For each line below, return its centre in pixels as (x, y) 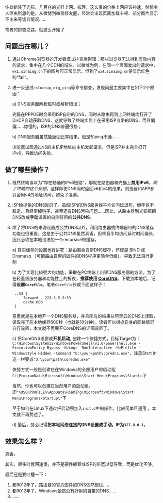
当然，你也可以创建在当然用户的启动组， (52, 386)
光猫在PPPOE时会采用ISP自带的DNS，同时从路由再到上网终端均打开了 (82, 114)
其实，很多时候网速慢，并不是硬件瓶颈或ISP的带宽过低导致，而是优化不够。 (81, 464)
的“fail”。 (21, 77)
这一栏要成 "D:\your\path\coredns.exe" (51, 359)
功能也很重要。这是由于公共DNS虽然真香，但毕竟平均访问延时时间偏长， (85, 233)
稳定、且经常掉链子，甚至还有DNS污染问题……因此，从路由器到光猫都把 (84, 211)
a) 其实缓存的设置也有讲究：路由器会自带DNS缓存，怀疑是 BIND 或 (79, 250)
